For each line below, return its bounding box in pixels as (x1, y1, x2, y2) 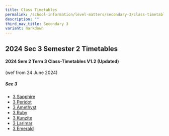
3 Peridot (12, 98, 32, 105)
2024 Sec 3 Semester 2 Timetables (5, 44, 118, 53)
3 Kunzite (12, 114, 33, 120)
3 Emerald (12, 125, 34, 131)
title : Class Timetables (5, 7, 57, 12)
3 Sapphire (12, 93, 36, 99)
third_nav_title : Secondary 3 (5, 21, 69, 26)
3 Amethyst (12, 104, 37, 110)
